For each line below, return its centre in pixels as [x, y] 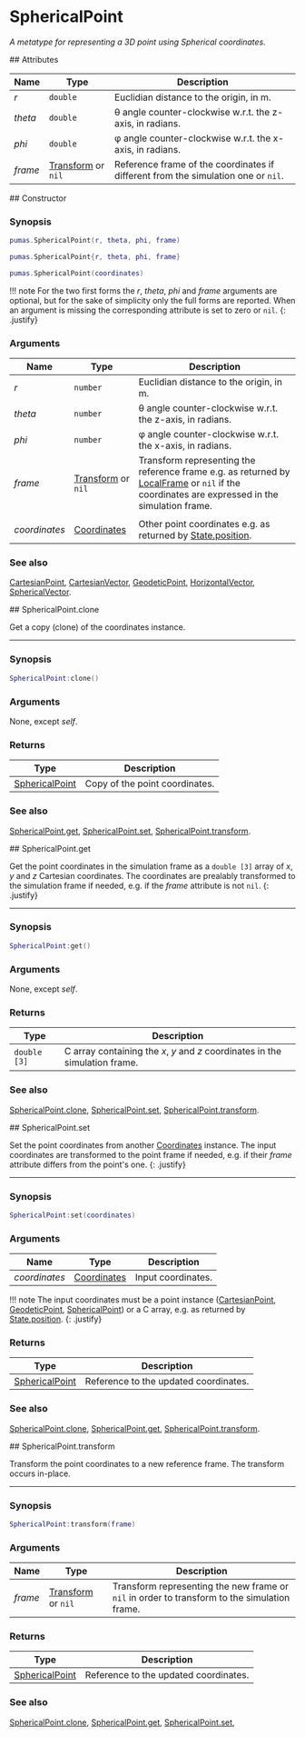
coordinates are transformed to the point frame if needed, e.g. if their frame [151, 1154]
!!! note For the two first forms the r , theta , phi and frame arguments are [143, 290]
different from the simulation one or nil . [199, 175]
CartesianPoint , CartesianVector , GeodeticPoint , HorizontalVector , [133, 583]
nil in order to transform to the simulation [201, 1598]
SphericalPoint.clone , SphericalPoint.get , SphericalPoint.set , [122, 1722]
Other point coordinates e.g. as [204, 524]
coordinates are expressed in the [208, 494]
